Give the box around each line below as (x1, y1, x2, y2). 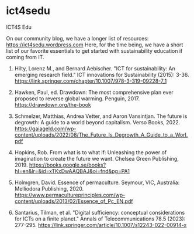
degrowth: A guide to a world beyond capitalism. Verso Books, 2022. (14, 118, 181, 126)
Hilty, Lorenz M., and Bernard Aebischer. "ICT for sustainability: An (14, 65, 175, 72)
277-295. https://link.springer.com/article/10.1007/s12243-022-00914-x (14, 221, 187, 228)
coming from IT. (6, 53, 45, 60)
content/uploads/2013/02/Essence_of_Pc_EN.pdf (14, 198, 133, 205)
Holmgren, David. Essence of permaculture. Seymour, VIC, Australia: (14, 179, 180, 186)
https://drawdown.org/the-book (14, 101, 92, 108)
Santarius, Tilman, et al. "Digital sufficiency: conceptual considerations (14, 209, 185, 216)
